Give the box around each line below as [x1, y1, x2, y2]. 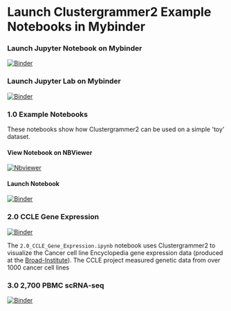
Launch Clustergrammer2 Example [7, 4, 212, 20]
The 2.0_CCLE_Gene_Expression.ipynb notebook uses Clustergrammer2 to [7, 241, 216, 249]
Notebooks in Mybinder [7, 19, 146, 35]
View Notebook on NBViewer [7, 148, 93, 156]
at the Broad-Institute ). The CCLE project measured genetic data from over [7, 256, 221, 264]
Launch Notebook [7, 179, 60, 187]
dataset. [7, 133, 31, 141]
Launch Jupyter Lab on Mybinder [7, 77, 121, 86]
